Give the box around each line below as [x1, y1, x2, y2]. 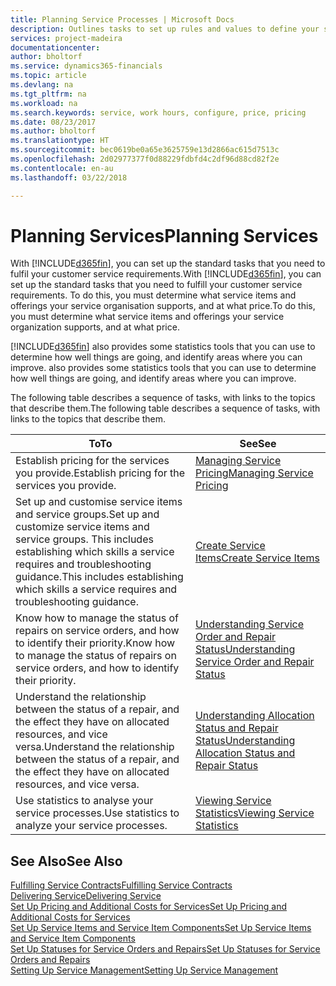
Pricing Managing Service [194, 466, 314, 480]
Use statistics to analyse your [15, 794, 154, 808]
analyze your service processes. [15, 819, 168, 833]
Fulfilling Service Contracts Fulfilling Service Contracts [10, 879, 233, 891]
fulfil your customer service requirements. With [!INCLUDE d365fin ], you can [10, 268, 322, 280]
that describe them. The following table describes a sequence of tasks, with [10, 402, 321, 415]
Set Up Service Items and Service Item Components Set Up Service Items [10, 922, 312, 934]
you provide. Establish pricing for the [15, 466, 186, 480]
